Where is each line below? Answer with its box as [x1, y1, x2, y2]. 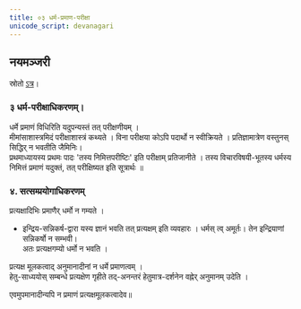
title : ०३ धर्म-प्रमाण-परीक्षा [9, 13, 90, 22]
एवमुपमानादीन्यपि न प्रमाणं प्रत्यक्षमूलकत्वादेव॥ [9, 288, 133, 300]
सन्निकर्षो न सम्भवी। [21, 233, 78, 244]
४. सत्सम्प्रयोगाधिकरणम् [9, 185, 85, 197]
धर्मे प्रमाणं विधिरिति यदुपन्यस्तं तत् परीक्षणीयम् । [9, 122, 140, 133]
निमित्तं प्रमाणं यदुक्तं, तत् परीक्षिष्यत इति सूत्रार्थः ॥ [9, 162, 144, 173]
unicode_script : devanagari [9, 21, 115, 30]
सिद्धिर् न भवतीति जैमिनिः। [9, 142, 83, 152]
